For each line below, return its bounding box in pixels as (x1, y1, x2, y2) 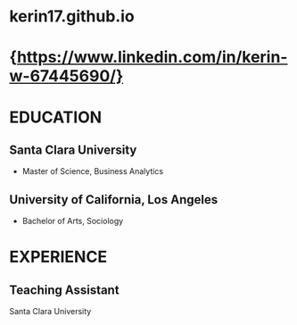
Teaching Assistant (9, 282, 120, 297)
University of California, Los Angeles (9, 192, 219, 207)
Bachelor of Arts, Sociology (21, 216, 124, 227)
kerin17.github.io (9, 6, 136, 27)
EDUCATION (9, 107, 103, 127)
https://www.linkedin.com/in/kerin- (16, 47, 288, 68)
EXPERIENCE (9, 247, 108, 267)
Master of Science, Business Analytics (21, 166, 164, 177)
